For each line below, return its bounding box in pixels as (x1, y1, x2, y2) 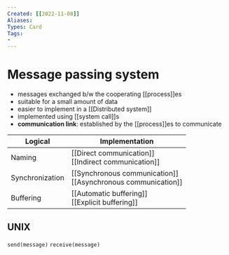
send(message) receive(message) (7, 241, 100, 248)
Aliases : (7, 17, 33, 24)
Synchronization (11, 173, 64, 183)
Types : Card (7, 23, 42, 30)
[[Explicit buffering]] (71, 197, 139, 207)
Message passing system (7, 67, 160, 83)
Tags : (7, 30, 23, 37)
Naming (11, 152, 37, 162)
